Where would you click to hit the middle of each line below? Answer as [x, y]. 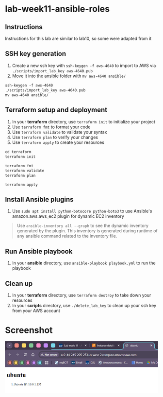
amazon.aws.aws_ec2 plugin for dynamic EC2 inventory [68, 216]
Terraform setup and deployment [56, 110]
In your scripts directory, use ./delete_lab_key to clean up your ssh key [84, 306]
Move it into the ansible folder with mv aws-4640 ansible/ [69, 76]
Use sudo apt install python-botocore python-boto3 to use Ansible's [82, 211]
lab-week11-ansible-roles [57, 9]
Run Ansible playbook [39, 251]
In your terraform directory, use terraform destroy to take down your [81, 295]
